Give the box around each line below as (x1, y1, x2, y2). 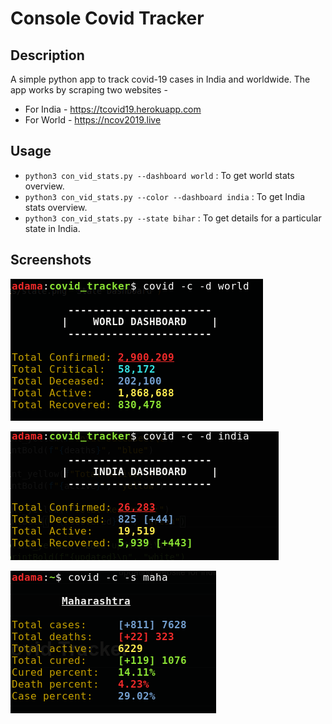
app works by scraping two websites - (10, 84, 168, 96)
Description (10, 47, 85, 64)
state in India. (24, 222, 81, 234)
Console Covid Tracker (10, 7, 205, 30)
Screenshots (10, 252, 92, 269)
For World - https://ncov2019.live (24, 114, 162, 126)
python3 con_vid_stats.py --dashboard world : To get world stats (24, 169, 295, 181)
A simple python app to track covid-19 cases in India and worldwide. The (10, 73, 311, 85)
